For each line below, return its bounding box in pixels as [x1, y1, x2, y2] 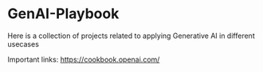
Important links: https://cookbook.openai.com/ [7, 55, 160, 64]
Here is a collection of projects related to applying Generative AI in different [7, 31, 256, 40]
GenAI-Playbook [7, 5, 120, 23]
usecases [7, 39, 39, 48]
